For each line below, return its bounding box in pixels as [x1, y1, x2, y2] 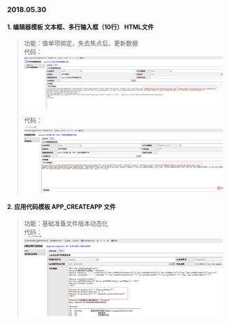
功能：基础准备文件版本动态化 [23, 219, 108, 227]
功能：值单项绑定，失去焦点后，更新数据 [23, 39, 138, 47]
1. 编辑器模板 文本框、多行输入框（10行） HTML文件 [7, 23, 154, 31]
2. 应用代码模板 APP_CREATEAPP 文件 [7, 203, 116, 211]
